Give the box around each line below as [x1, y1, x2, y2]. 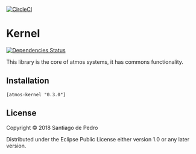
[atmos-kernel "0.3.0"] [6, 91, 66, 97]
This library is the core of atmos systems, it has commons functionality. [6, 58, 184, 66]
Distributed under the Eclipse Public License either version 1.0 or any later [6, 135, 190, 143]
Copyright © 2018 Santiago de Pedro [6, 124, 98, 131]
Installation [6, 76, 49, 86]
